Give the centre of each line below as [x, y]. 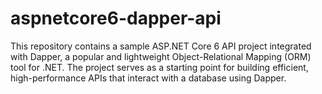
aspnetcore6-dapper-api [116, 18]
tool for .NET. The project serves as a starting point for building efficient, [159, 67]
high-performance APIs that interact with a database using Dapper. [148, 78]
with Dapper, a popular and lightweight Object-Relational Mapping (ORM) [161, 56]
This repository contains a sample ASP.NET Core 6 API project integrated [161, 46]
